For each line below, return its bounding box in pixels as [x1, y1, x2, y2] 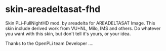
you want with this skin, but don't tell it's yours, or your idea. [5, 30, 131, 36]
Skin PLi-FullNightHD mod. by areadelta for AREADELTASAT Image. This [5, 20, 155, 26]
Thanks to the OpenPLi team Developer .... [5, 40, 94, 46]
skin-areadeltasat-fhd [5, 3, 101, 15]
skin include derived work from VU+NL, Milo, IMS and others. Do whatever [5, 25, 161, 31]
